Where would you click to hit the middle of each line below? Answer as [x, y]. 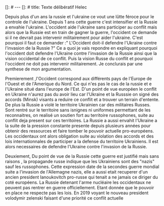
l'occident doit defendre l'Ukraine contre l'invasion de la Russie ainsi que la [81, 53]
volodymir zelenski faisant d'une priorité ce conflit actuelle [64, 198]
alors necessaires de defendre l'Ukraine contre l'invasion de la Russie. [76, 147]
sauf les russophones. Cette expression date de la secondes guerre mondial [82, 167]
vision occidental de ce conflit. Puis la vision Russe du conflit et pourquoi [79, 58]
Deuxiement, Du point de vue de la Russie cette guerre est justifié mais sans [82, 156]
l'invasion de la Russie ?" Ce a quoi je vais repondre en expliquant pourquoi [81, 48]
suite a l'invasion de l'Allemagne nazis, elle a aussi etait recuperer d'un [77, 172]
